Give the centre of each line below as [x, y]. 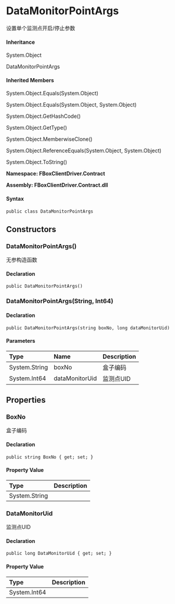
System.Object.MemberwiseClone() [49, 139]
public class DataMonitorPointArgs [50, 211]
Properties [26, 400]
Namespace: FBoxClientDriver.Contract [56, 174]
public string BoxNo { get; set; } [50, 457]
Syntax [15, 198]
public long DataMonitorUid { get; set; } [59, 554]
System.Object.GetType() [37, 128]
